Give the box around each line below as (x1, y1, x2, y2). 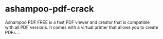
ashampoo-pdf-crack (5, 3, 94, 14)
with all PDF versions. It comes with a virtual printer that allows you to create (5, 24, 159, 30)
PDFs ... (5, 29, 21, 35)
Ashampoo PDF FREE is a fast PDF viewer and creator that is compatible (5, 19, 150, 25)
